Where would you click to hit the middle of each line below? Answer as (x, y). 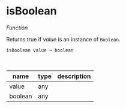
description (74, 76)
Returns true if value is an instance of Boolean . (63, 39)
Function (17, 28)
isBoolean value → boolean (40, 50)
